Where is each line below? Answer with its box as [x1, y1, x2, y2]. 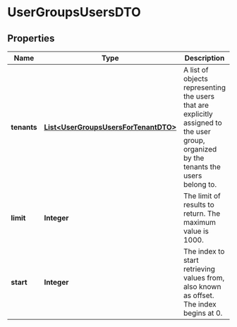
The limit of [183, 191, 221, 201]
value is [183, 226, 209, 236]
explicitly [183, 109, 213, 118]
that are [183, 100, 209, 110]
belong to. [183, 180, 217, 189]
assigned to [183, 118, 222, 128]
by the [183, 153, 205, 163]
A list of [183, 65, 209, 75]
